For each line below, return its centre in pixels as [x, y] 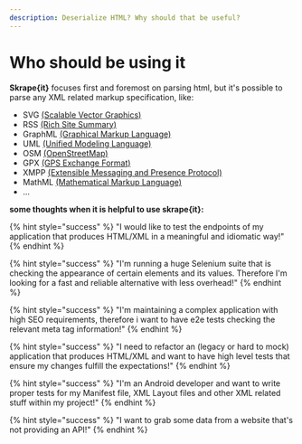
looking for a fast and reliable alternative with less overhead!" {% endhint [146, 282]
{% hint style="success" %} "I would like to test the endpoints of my [137, 226]
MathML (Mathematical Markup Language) [102, 182]
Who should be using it [98, 62]
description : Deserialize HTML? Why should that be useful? [125, 18]
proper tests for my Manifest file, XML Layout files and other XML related [145, 392]
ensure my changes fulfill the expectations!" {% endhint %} [120, 365]
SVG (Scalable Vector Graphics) [82, 115]
